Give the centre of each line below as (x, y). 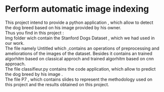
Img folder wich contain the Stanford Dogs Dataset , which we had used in (80, 38)
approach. (15, 64)
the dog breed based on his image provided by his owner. (63, 27)
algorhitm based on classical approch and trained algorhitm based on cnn (80, 58)
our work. (15, 43)
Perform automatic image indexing (77, 9)
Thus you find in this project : (35, 33)
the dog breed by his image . (34, 74)
